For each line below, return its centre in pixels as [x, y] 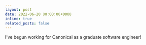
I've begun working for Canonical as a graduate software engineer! [73, 37]
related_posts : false [27, 23]
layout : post [18, 10]
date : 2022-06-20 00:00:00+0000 [38, 14]
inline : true [18, 19]
